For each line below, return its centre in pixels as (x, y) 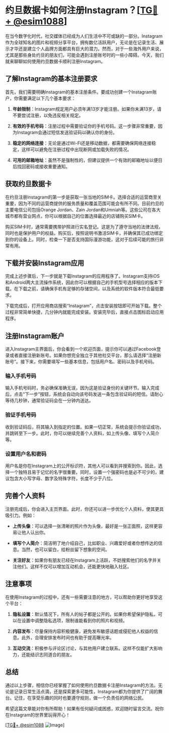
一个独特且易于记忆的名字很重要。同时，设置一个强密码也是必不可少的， (84, 472)
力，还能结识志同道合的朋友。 (43, 654)
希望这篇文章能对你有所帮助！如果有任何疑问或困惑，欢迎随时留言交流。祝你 (84, 708)
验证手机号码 (21, 415)
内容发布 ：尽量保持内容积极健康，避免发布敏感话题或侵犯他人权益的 (83, 631)
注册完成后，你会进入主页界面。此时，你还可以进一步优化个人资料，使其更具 (84, 509)
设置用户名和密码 (26, 454)
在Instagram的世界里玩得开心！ (38, 715)
